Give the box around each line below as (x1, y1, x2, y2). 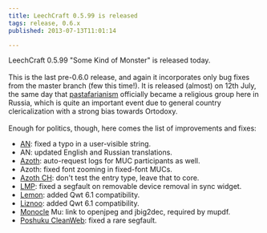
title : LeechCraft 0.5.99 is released (8, 11, 138, 20)
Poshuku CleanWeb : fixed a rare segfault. (19, 215, 158, 225)
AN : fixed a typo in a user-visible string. (19, 139, 152, 149)
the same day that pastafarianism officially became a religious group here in (8, 90, 259, 99)
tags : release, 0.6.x (8, 19, 81, 27)
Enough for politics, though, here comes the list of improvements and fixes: (8, 123, 257, 133)
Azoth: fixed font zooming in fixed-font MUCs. (19, 165, 172, 175)
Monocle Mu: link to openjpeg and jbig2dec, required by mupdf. (19, 207, 231, 217)
